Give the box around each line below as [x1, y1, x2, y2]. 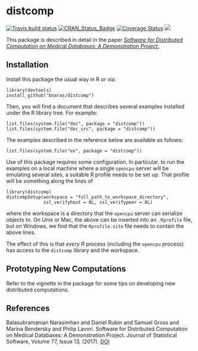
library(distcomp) [6, 189, 52, 195]
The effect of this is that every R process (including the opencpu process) [6, 240, 184, 247]
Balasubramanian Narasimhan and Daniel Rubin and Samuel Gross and [6, 319, 180, 326]
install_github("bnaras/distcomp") [6, 92, 95, 98]
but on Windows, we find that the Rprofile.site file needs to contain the [6, 222, 184, 229]
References [6, 303, 50, 313]
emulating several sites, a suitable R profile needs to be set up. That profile [6, 171, 190, 178]
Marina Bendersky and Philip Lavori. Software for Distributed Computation [6, 325, 188, 333]
